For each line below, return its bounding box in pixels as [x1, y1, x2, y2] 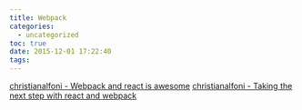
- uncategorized [17, 30, 79, 39]
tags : [9, 55, 30, 65]
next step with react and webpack [9, 90, 137, 101]
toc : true [9, 38, 47, 48]
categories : [9, 22, 55, 31]
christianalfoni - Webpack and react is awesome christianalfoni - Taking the [9, 81, 293, 91]
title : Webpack [9, 13, 67, 23]
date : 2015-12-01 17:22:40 [9, 47, 112, 56]
